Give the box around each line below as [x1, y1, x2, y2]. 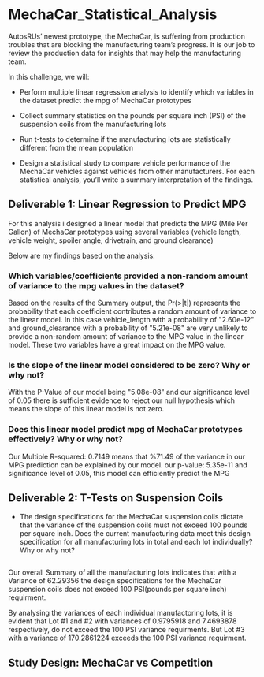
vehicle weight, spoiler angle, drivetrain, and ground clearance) [8, 235, 214, 245]
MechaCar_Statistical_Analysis [8, 6, 218, 24]
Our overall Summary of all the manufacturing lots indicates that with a [8, 567, 237, 577]
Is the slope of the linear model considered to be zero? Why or [8, 359, 251, 370]
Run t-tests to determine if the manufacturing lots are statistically [19, 134, 231, 143]
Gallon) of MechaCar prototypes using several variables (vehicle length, [8, 227, 242, 236]
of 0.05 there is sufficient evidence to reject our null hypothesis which [8, 396, 235, 405]
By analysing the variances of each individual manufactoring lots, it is [8, 608, 233, 618]
